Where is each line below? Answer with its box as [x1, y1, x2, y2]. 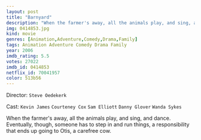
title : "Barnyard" [6, 14, 52, 20]
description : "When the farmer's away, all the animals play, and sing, [6, 20, 191, 26]
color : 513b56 [6, 75, 42, 81]
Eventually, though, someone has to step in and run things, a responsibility [6, 121, 190, 128]
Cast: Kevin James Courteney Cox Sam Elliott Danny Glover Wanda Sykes [6, 103, 182, 110]
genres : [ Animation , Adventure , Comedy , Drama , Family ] [6, 36, 138, 42]
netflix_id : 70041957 [6, 70, 60, 76]
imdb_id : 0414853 [6, 64, 50, 70]
